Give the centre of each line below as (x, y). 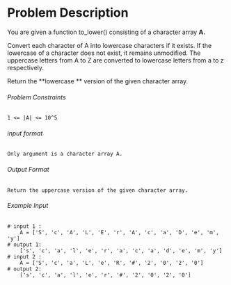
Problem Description (68, 13)
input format (25, 133)
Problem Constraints (37, 97)
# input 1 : (24, 226)
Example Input (28, 206)
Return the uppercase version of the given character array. (98, 190)
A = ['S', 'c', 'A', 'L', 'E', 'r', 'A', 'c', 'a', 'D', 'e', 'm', (119, 232)
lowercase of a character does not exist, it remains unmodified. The (104, 53)
